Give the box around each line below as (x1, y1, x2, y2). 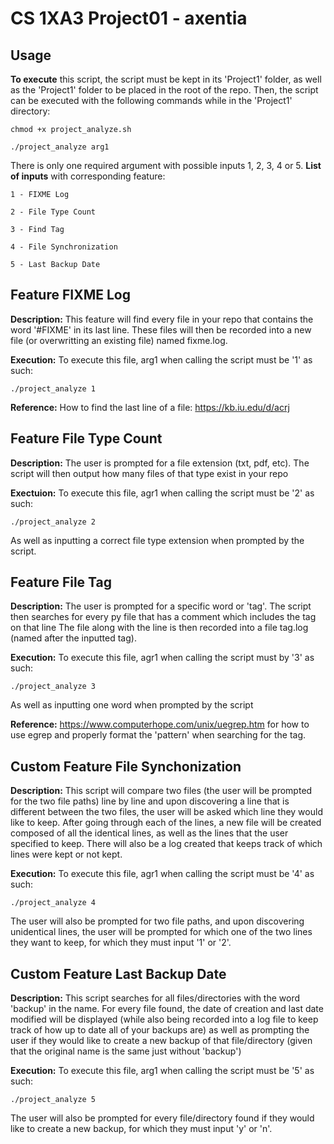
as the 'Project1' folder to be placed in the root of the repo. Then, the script (10, 84, 319, 96)
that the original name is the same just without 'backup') (10, 1045, 242, 1057)
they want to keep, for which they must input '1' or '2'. (10, 937, 232, 949)
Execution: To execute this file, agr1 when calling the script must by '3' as (10, 652, 315, 664)
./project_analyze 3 (10, 682, 97, 692)
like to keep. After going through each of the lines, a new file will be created (10, 817, 322, 829)
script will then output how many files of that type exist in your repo (10, 467, 289, 479)
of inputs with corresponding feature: (10, 170, 166, 182)
